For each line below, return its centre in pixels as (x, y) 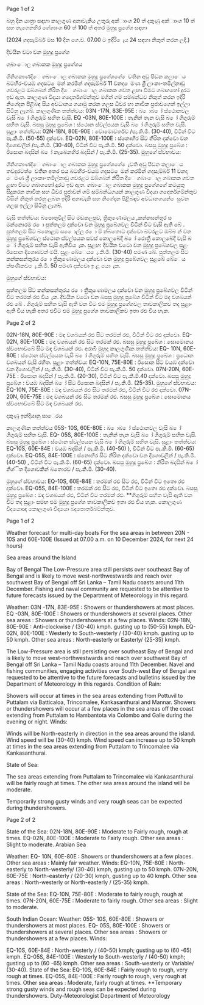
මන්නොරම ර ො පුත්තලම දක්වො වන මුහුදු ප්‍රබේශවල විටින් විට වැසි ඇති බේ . (96, 224)
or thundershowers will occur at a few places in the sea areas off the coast (100, 709)
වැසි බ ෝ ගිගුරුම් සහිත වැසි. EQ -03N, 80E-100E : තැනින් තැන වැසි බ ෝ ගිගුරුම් (101, 118)
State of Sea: (23, 765)
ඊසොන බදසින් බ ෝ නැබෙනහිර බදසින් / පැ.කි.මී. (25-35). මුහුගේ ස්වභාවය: (94, 152)
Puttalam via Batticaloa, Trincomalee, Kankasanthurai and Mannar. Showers (101, 702)
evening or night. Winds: (37, 722)
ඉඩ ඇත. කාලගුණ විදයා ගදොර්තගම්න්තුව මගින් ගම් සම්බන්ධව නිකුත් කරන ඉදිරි (96, 97)
